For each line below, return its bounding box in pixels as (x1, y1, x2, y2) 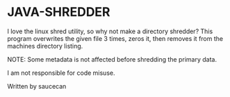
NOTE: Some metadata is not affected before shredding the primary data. (7, 55, 217, 63)
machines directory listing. (7, 42, 83, 50)
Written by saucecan (7, 82, 67, 90)
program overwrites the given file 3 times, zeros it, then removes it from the (7, 34, 224, 42)
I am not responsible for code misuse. (7, 69, 115, 77)
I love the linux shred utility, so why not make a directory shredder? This (7, 27, 213, 35)
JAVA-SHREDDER (7, 4, 110, 20)
